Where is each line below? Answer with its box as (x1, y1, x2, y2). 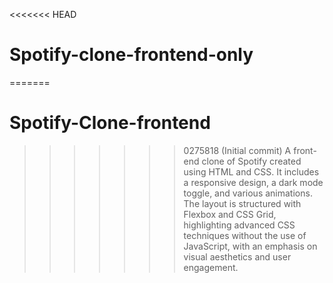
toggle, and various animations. (183, 187, 313, 199)
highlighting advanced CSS (183, 219, 296, 231)
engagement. (183, 261, 239, 273)
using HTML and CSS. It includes (183, 165, 320, 178)
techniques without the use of (183, 229, 307, 241)
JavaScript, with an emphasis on (183, 240, 318, 252)
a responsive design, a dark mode (183, 176, 324, 188)
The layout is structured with (183, 197, 302, 209)
